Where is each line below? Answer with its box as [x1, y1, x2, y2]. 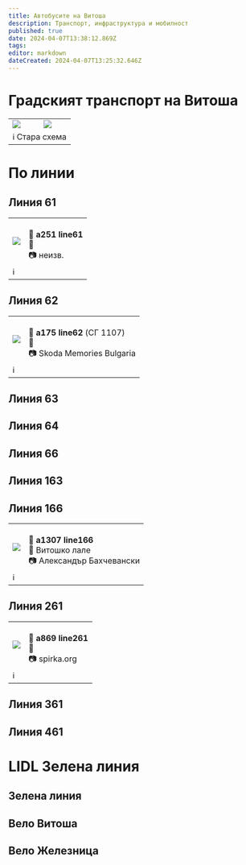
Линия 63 [8, 392, 59, 406]
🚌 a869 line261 [28, 632, 88, 644]
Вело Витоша [8, 817, 78, 830]
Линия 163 [8, 474, 64, 488]
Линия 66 [8, 446, 59, 460]
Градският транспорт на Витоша [8, 92, 239, 110]
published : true [8, 27, 63, 35]
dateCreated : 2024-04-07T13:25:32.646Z [8, 57, 142, 65]
